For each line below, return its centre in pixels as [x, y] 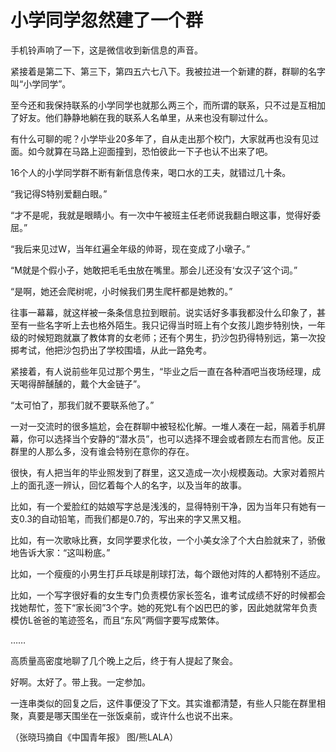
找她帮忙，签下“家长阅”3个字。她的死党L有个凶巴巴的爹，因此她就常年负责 [164, 607]
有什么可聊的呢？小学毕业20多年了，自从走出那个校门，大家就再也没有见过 [165, 138]
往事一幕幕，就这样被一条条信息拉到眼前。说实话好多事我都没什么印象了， [163, 312]
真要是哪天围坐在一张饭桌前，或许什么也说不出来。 [132, 715]
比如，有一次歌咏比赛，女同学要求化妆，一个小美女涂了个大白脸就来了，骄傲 [168, 540]
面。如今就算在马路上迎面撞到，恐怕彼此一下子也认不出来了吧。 [141, 151]
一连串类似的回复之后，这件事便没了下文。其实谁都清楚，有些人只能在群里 [163, 703]
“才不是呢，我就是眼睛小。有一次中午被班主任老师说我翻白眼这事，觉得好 [161, 215]
